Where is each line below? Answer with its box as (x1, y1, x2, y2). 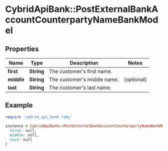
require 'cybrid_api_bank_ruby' (5, 114, 72, 119)
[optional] (123, 76, 147, 83)
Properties (5, 44, 39, 53)
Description (69, 59, 98, 66)
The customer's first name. (49, 68, 112, 74)
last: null (9, 137, 32, 142)
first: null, (9, 128, 37, 133)
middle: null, (9, 132, 39, 138)
